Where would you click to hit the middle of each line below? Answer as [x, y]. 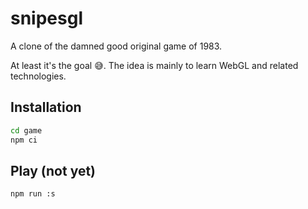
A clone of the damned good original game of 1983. [116, 46]
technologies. [38, 76]
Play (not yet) [53, 170]
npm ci [24, 140]
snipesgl [46, 18]
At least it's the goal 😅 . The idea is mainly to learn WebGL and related [154, 65]
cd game [26, 130]
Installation [46, 107]
